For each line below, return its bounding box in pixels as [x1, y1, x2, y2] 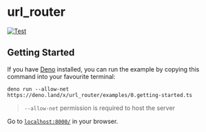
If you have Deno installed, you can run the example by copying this [7, 65, 200, 73]
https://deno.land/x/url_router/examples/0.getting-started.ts [7, 91, 193, 98]
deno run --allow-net [7, 85, 70, 93]
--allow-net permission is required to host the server [23, 104, 176, 112]
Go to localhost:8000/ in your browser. [7, 117, 119, 125]
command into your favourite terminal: [7, 72, 116, 80]
